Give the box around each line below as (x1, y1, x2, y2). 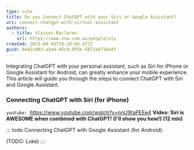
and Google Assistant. (6, 81, 60, 88)
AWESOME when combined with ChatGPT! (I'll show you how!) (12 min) (6, 115, 183, 123)
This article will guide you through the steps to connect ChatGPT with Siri (6, 75, 183, 82)
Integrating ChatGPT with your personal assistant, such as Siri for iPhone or (6, 62, 189, 69)
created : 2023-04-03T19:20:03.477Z (6, 41, 93, 47)
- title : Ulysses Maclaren (11, 30, 77, 36)
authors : (6, 25, 28, 31)
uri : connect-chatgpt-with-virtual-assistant (6, 19, 119, 25)
